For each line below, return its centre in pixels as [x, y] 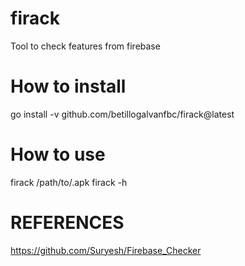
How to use [58, 154]
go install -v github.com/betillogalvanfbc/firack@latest [122, 114]
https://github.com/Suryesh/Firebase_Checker [106, 250]
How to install [68, 86]
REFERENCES [67, 223]
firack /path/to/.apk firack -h [69, 182]
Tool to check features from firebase [85, 46]
